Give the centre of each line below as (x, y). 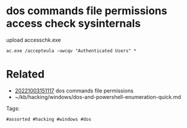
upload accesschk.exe (34, 40)
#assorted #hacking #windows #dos (49, 119)
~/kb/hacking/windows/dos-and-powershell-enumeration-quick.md (98, 97)
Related (25, 74)
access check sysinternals (74, 23)
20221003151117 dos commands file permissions (74, 91)
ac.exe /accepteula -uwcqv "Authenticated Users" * (71, 51)
